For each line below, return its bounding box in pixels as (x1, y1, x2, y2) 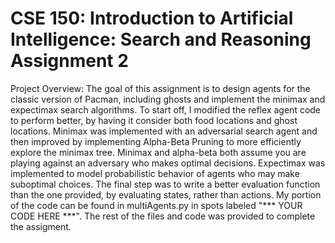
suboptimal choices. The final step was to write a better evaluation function (10, 178, 321, 190)
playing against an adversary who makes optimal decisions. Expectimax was (10, 157, 326, 169)
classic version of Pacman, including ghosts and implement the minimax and (10, 93, 326, 105)
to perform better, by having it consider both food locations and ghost (10, 114, 298, 126)
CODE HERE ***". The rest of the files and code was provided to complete (10, 210, 316, 222)
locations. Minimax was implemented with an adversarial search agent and (10, 125, 318, 137)
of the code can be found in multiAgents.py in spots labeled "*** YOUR (10, 199, 303, 211)
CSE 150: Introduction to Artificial (10, 7, 294, 30)
